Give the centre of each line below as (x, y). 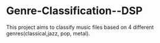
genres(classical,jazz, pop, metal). (48, 33)
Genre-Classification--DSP (74, 11)
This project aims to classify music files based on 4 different (80, 27)
